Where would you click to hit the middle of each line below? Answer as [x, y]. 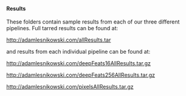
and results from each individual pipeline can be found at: [78, 52]
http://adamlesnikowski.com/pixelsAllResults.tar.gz [70, 87]
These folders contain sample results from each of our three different [93, 22]
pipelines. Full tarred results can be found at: [62, 28]
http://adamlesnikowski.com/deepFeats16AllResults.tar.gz [78, 63]
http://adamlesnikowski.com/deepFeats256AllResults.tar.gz [81, 75]
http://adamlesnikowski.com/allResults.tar [59, 40]
